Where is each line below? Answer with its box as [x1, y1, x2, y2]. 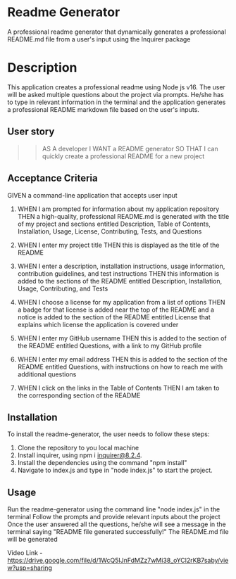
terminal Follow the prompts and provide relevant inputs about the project [7, 513, 221, 521]
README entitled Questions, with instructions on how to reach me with [17, 362, 223, 371]
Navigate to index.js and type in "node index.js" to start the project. [17, 466, 213, 475]
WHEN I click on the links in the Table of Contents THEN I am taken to [17, 383, 220, 392]
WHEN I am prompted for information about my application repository [17, 205, 220, 213]
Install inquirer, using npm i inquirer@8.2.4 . [17, 451, 142, 459]
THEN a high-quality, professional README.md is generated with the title [17, 212, 230, 220]
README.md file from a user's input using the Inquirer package [7, 34, 191, 43]
